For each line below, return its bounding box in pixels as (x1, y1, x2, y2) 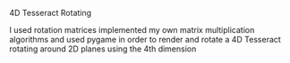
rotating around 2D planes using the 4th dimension (9, 43, 197, 54)
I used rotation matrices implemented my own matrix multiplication (9, 25, 255, 35)
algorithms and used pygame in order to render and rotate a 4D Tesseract (9, 35, 282, 44)
